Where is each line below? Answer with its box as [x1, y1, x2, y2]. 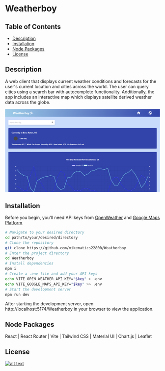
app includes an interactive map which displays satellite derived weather [5, 94, 152, 100]
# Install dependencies [5, 261, 54, 266]
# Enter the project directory [5, 251, 69, 256]
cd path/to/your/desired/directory [5, 235, 78, 240]
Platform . [5, 220, 24, 226]
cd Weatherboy [5, 256, 34, 261]
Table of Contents [5, 23, 61, 31]
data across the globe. [5, 99, 51, 105]
